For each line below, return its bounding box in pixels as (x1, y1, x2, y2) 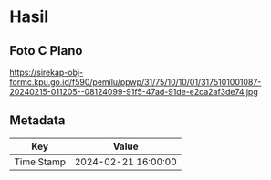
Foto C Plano (9, 43, 83, 58)
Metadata (9, 112, 66, 129)
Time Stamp (14, 155, 67, 168)
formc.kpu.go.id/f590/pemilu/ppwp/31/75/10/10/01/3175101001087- (9, 77, 262, 88)
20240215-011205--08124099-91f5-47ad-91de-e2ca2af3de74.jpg (9, 87, 258, 97)
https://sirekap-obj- (9, 67, 84, 78)
